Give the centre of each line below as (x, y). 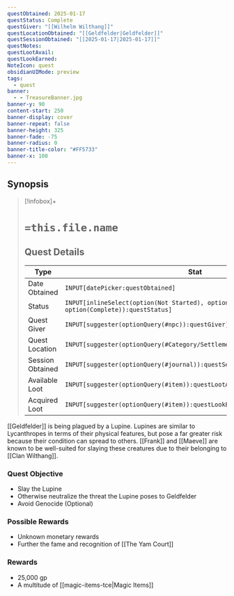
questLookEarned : (32, 59)
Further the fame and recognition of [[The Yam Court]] (95, 544)
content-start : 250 (36, 111)
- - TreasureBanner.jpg (48, 98)
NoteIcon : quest (31, 65)
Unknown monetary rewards (58, 537)
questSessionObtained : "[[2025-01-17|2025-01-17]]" (84, 40)
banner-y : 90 (26, 104)
